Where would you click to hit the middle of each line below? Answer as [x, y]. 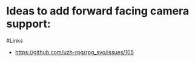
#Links [15, 40]
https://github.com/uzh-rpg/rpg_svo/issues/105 [74, 52]
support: [29, 24]
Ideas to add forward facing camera [98, 11]
